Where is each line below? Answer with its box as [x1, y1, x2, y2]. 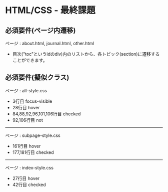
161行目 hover [12, 143, 41, 149]
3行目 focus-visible [12, 98, 52, 104]
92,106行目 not [12, 117, 43, 123]
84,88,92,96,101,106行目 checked [12, 111, 81, 117]
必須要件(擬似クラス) [5, 73, 69, 82]
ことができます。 [12, 57, 47, 63]
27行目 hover [12, 175, 40, 181]
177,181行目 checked [12, 149, 54, 155]
